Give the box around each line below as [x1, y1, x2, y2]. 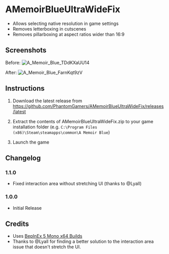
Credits [5, 219, 29, 228]
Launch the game [12, 139, 50, 145]
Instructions [5, 84, 45, 93]
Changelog [5, 154, 41, 162]
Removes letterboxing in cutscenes [12, 25, 86, 32]
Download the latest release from [12, 98, 82, 104]
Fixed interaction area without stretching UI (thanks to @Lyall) [12, 181, 142, 187]
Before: [5, 60, 21, 66]
